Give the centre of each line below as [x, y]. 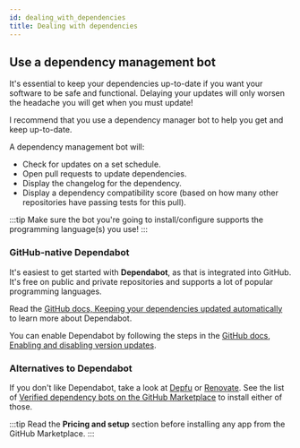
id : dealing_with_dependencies [68, 17]
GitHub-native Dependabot [69, 253]
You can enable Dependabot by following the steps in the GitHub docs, [140, 335]
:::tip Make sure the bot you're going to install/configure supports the [137, 220]
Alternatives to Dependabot [71, 368]
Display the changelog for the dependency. [102, 184]
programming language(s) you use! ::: [79, 229]
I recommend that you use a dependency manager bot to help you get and [146, 120]
